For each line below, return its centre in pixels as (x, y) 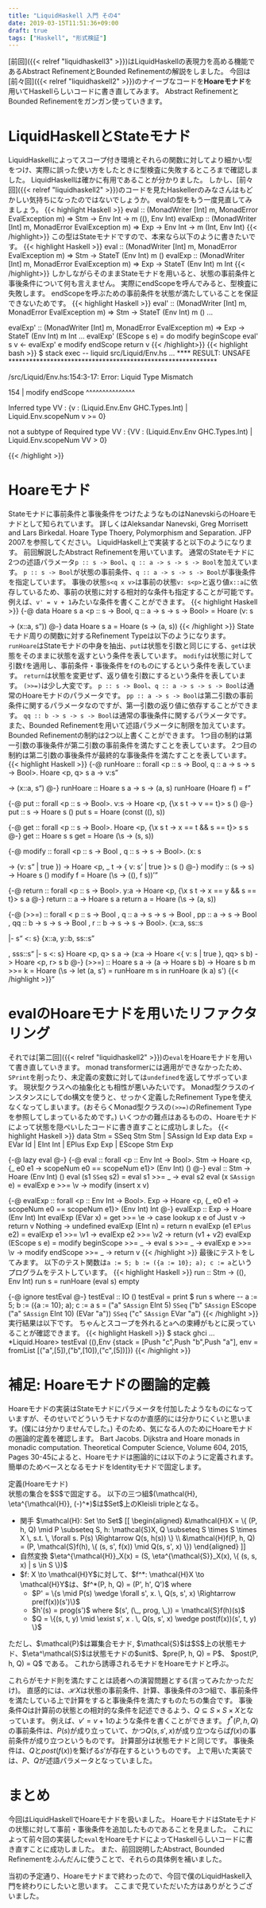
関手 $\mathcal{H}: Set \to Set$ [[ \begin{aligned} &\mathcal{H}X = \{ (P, (139, 1521)
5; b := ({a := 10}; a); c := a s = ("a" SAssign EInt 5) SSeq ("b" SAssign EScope (132, 1305)
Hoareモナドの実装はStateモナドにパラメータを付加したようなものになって (131, 1409)
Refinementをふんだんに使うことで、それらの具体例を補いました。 (117, 1859)
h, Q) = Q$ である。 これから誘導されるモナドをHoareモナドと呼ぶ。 (121, 1664)
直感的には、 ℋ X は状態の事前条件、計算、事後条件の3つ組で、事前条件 (143, 1690)
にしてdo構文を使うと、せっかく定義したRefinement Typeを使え (147, 1097)
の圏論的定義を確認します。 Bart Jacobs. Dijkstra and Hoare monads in (124, 1439)
